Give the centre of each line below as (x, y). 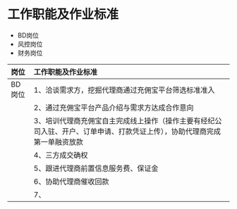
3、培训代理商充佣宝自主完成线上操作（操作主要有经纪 (124, 120)
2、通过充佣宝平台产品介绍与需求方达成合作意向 (114, 108)
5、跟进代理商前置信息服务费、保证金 (96, 168)
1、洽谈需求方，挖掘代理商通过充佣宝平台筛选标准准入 (124, 90)
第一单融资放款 (58, 141)
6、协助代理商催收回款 (71, 182)
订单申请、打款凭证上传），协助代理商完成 (152, 131)
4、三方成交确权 (61, 155)
